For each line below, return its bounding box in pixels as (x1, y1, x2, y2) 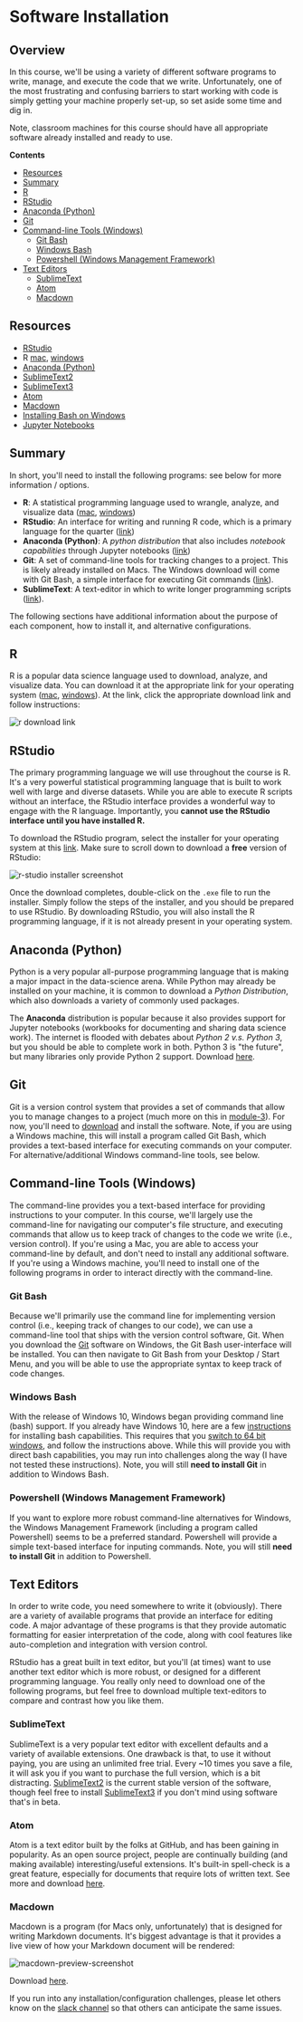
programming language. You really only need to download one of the (9, 1676, 266, 1687)
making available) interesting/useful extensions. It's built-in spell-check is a (9, 1858, 290, 1869)
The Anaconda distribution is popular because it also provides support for (9, 1012, 287, 1024)
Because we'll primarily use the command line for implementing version (9, 1310, 276, 1321)
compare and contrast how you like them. (9, 1695, 165, 1706)
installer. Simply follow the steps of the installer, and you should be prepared (9, 896, 294, 907)
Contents (9, 149, 45, 160)
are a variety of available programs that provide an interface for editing (9, 1610, 273, 1622)
